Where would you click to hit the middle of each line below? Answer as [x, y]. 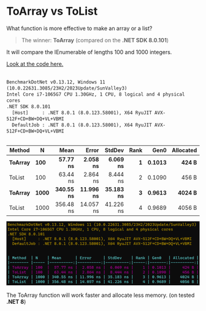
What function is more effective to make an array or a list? [79, 28]
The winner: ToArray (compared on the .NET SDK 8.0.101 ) [95, 40]
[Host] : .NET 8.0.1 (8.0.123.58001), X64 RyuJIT [82, 113]
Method [19, 150]
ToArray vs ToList [52, 11]
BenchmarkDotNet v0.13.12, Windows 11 [56, 82]
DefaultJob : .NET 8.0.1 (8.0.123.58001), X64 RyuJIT [82, 125]
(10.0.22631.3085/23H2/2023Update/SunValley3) [67, 88]
